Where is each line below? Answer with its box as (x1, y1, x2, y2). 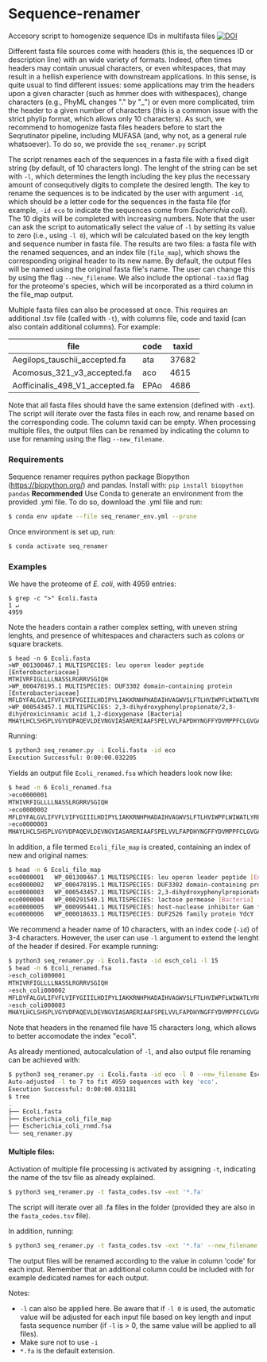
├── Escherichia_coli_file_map (8, 1115, 112, 1123)
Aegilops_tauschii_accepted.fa (12, 354, 126, 365)
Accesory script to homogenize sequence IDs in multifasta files (8, 31, 216, 41)
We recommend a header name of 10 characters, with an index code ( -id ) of (8, 924, 259, 934)
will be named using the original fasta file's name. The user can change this (8, 264, 256, 274)
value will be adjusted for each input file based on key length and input (19, 1312, 252, 1322)
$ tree (8, 1093, 30, 1101)
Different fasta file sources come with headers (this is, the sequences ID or (8, 46, 253, 56)
